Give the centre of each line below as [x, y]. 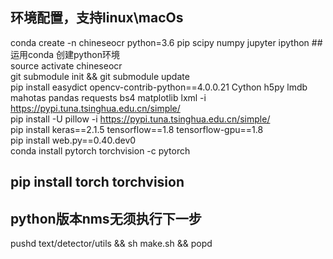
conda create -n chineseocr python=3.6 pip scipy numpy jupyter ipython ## [166, 42]
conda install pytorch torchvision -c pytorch [100, 150]
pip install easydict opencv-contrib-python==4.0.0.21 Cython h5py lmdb [159, 87]
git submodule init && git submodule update [100, 76]
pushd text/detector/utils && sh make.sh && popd [111, 244]
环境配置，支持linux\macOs [97, 18]
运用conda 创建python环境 [65, 54]
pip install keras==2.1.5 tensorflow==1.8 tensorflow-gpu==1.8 [137, 129]
